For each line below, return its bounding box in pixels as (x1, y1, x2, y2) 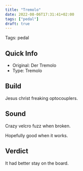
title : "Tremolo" (5, 7, 41, 12)
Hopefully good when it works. (5, 132, 68, 138)
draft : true (5, 21, 30, 26)
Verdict (5, 147, 28, 156)
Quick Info (5, 49, 38, 58)
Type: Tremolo (12, 68, 42, 74)
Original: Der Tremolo (12, 63, 57, 69)
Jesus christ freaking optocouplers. (5, 95, 78, 101)
